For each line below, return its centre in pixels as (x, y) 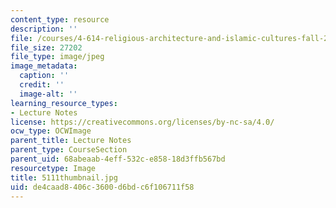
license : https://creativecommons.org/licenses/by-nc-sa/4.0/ (142, 122)
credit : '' (42, 85)
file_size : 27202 (46, 47)
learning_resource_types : (64, 103)
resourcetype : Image (53, 168)
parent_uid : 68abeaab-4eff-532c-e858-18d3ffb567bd (118, 159)
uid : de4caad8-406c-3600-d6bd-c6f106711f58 (102, 187)
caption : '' (44, 76)
